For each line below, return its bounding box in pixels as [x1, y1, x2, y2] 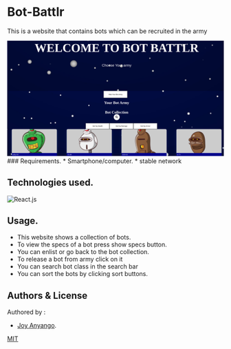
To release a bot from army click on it [16, 255, 123, 264]
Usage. [7, 215, 39, 226]
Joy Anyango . [16, 321, 57, 330]
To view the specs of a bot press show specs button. [16, 240, 167, 248]
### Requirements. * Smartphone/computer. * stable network [7, 156, 182, 165]
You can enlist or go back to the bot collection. [16, 248, 150, 256]
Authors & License [7, 290, 88, 302]
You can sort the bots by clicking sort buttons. [16, 270, 148, 278]
